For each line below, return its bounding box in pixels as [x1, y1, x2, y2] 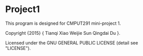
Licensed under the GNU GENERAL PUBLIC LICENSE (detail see [5, 39, 138, 46]
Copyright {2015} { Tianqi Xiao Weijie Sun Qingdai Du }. [5, 30, 120, 36]
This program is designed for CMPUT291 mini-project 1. [5, 20, 121, 26]
